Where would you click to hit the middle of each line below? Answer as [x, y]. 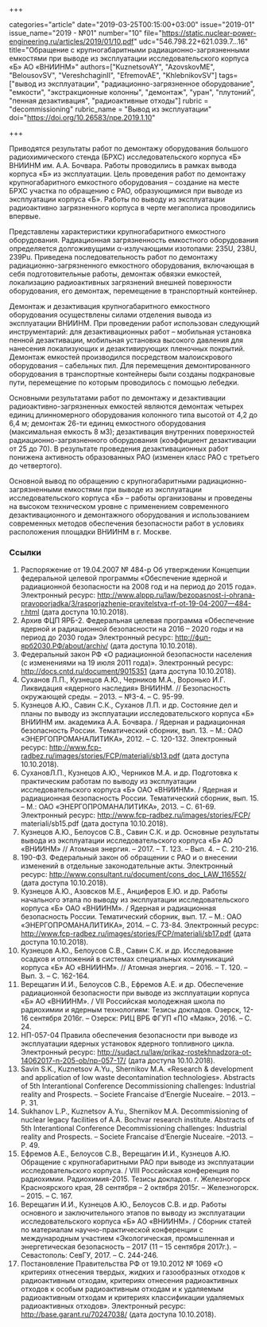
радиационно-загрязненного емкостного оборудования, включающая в [132, 265]
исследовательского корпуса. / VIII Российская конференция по [130, 1171]
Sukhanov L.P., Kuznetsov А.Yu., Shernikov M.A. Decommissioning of [134, 1111]
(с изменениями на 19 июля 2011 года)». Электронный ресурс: [127, 663]
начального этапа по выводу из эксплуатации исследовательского [135, 900]
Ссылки [25, 552]
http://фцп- [193, 637]
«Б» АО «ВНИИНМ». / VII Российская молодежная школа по [123, 1001]
